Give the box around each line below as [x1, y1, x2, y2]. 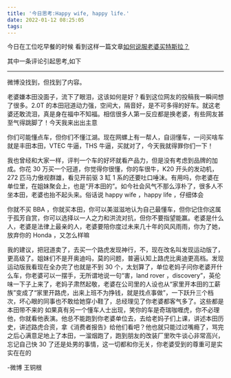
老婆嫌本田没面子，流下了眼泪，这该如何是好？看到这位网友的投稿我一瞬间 [7, 93, 218, 101]
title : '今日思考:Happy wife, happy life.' [7, 10, 129, 17]
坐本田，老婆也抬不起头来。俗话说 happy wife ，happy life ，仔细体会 [7, 190, 204, 199]
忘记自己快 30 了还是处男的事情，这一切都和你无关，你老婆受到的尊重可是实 [7, 340, 223, 348]
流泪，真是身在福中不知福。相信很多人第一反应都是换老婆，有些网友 [25, 110, 218, 118]
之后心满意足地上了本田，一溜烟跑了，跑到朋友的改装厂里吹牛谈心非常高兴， [7, 331, 224, 340]
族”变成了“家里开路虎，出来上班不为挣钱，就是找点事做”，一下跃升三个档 [7, 289, 214, 297]
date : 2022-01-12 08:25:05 [7, 16, 85, 23]
